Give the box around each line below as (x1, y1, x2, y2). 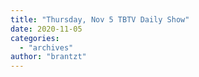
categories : (10, 33, 60, 43)
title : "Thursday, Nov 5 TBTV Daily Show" (10, 14, 190, 25)
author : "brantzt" (10, 52, 87, 62)
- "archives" (19, 42, 74, 53)
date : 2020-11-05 (10, 24, 83, 34)
